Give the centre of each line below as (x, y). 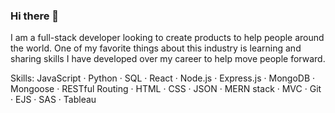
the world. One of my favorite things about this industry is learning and (156, 48)
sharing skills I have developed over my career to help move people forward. (168, 59)
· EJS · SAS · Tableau (53, 100)
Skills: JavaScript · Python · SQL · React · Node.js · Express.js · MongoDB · (163, 78)
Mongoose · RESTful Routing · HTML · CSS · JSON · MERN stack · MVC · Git (166, 89)
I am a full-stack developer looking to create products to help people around (167, 38)
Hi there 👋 (35, 16)
